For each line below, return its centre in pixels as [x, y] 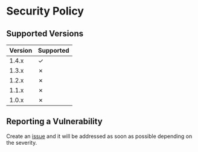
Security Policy [45, 11]
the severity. [22, 142]
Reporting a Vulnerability [54, 121]
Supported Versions [45, 34]
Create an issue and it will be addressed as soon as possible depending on [99, 136]
